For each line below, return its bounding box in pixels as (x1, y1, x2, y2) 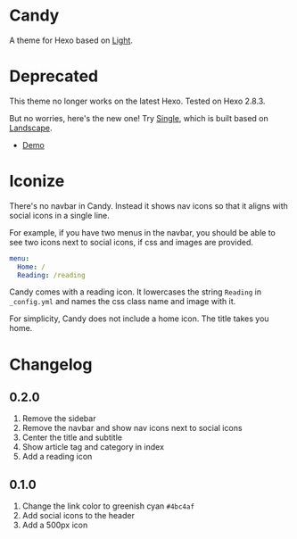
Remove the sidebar (21, 413, 96, 424)
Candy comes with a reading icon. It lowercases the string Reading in (9, 286, 261, 297)
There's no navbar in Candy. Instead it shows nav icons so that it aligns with (9, 200, 288, 211)
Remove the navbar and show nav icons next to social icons (21, 423, 243, 434)
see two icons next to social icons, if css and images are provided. (9, 236, 254, 247)
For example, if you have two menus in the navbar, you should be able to (9, 227, 276, 237)
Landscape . (9, 122, 53, 133)
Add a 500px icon (21, 519, 88, 531)
